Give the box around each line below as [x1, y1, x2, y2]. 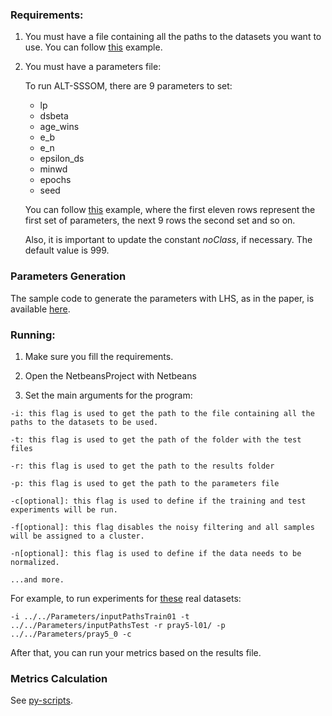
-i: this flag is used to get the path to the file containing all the [10, 408, 315, 418]
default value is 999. [24, 244, 110, 257]
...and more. [10, 574, 65, 585]
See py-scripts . [10, 694, 73, 707]
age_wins [39, 121, 80, 133]
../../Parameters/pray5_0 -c [10, 629, 132, 639]
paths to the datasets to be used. [10, 417, 159, 427]
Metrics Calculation [10, 671, 108, 685]
